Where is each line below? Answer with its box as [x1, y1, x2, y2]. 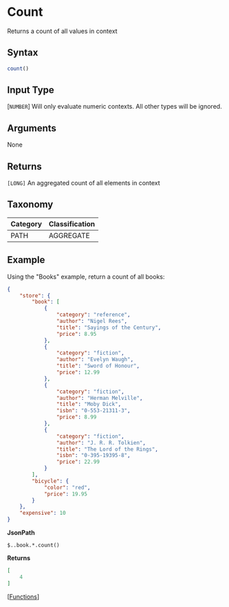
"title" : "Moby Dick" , [56, 401, 122, 408]
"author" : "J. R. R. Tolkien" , [56, 439, 146, 446]
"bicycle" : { [32, 478, 69, 484]
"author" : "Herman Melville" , [56, 394, 143, 401]
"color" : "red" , [43, 484, 91, 491]
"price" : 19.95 [43, 490, 88, 498]
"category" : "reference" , [56, 311, 131, 319]
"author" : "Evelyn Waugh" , [56, 356, 134, 363]
